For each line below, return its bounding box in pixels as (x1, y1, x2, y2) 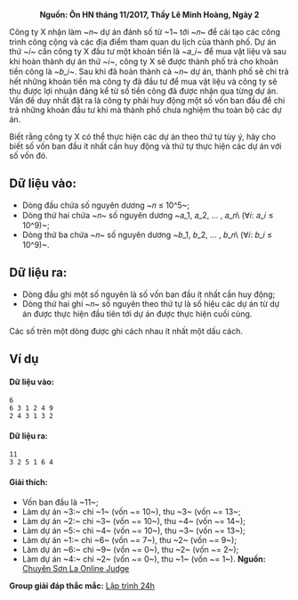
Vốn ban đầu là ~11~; (21, 497, 100, 507)
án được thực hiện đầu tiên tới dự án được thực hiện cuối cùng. (21, 308, 253, 319)
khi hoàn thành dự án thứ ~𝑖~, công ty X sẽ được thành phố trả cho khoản (9, 56, 278, 67)
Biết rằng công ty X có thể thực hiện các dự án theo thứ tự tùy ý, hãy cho (9, 131, 276, 142)
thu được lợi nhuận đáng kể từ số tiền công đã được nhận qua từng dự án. (9, 86, 278, 96)
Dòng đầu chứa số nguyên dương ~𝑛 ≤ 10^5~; (21, 200, 190, 210)
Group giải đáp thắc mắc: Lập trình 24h (9, 580, 156, 591)
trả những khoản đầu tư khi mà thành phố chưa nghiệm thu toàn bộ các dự (9, 104, 282, 115)
